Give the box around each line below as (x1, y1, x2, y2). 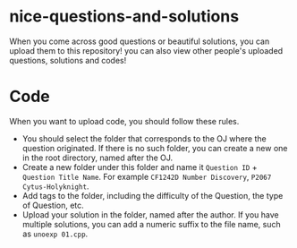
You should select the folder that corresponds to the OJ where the (21, 133, 267, 144)
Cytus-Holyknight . (21, 181, 89, 192)
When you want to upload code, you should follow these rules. (9, 115, 240, 126)
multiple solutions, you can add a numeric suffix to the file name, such (21, 218, 282, 229)
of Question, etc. (21, 200, 85, 210)
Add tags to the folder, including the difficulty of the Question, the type (21, 190, 284, 201)
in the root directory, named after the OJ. (21, 152, 174, 163)
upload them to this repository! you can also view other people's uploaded (9, 45, 284, 56)
